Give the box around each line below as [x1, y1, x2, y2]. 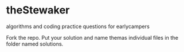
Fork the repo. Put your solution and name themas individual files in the [6, 34, 179, 41]
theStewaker [6, 4, 70, 17]
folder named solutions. [6, 40, 63, 47]
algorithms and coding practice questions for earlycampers [6, 23, 150, 30]
